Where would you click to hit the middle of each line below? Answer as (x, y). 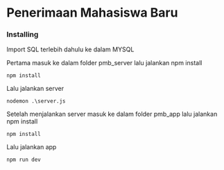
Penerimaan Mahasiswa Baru (92, 13)
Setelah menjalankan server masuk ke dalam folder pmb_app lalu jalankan (112, 114)
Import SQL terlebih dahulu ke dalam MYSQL (70, 49)
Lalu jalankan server (35, 89)
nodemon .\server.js (36, 101)
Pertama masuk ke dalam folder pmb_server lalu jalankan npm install (104, 63)
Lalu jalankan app (32, 147)
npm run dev (24, 160)
